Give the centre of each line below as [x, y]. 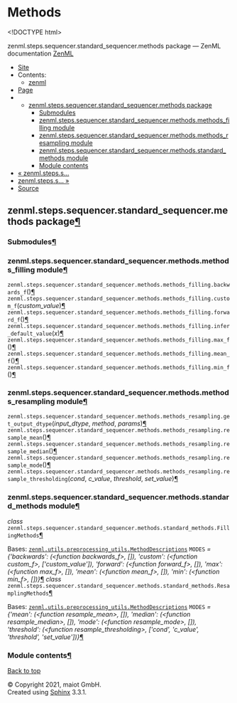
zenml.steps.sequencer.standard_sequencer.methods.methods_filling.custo [119, 298]
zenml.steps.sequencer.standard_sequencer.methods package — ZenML [114, 46]
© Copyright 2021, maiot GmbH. [54, 684]
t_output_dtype [30, 424]
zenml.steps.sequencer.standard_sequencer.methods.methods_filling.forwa [119, 312]
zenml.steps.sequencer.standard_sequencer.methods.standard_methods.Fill [119, 528]
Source [28, 188]
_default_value [30, 334]
